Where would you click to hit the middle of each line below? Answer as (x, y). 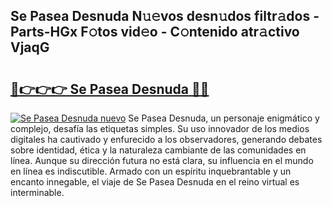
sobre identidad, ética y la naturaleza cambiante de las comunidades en (158, 150)
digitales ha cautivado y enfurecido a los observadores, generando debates (166, 139)
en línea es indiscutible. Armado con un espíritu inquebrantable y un (151, 171)
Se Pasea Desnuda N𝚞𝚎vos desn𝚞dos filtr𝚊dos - (165, 16)
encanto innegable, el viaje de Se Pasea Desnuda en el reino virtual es (155, 182)
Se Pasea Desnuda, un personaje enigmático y (224, 118)
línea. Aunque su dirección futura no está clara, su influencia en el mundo (162, 160)
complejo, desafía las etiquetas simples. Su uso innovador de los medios (160, 128)
